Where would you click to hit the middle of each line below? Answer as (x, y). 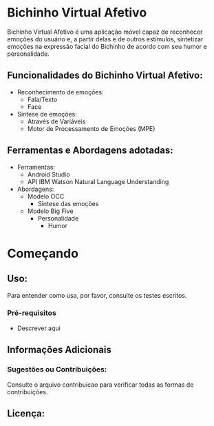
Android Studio (49, 174)
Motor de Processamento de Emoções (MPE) (91, 128)
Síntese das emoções (68, 203)
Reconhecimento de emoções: (61, 92)
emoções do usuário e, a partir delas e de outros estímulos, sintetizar (105, 39)
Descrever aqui (39, 328)
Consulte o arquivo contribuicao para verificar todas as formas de (100, 385)
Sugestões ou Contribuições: (57, 369)
